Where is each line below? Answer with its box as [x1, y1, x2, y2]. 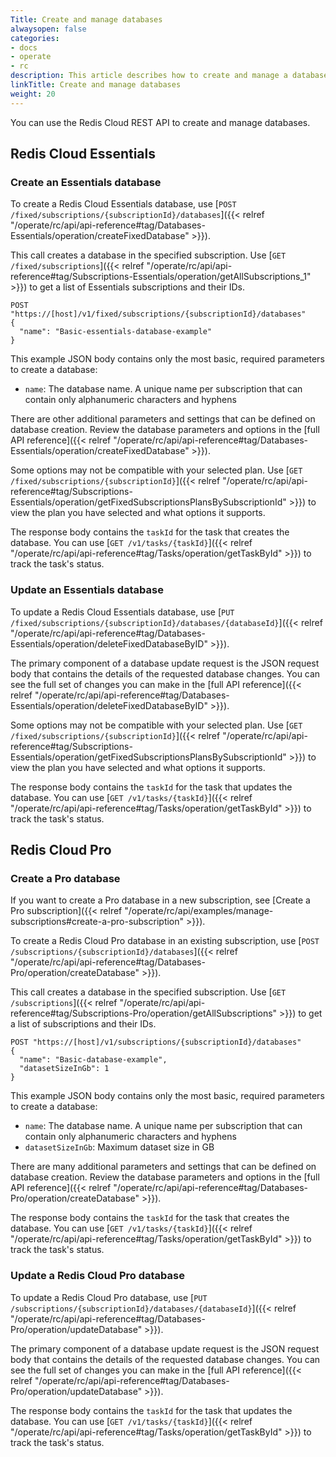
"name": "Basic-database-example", [19, 1055, 168, 1065]
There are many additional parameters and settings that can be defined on [10, 1161, 317, 1173]
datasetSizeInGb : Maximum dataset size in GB [24, 1141, 215, 1153]
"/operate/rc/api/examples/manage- [124, 905, 274, 917]
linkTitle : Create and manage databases [10, 80, 182, 90]
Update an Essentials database [10, 583, 164, 597]
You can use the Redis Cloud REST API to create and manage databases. [10, 116, 311, 128]
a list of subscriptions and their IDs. [10, 1018, 157, 1030]
